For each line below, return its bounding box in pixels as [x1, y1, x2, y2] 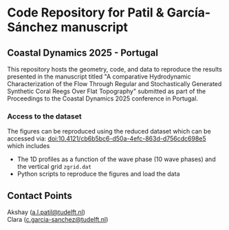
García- [166, 5, 211, 21]
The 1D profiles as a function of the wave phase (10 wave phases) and [17, 155, 216, 163]
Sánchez [7, 19, 58, 35]
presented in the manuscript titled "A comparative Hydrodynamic [7, 72, 191, 81]
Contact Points [7, 189, 72, 201]
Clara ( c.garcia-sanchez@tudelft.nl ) [7, 216, 109, 224]
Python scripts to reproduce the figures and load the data [17, 170, 180, 178]
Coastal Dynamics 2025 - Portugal [7, 47, 158, 59]
